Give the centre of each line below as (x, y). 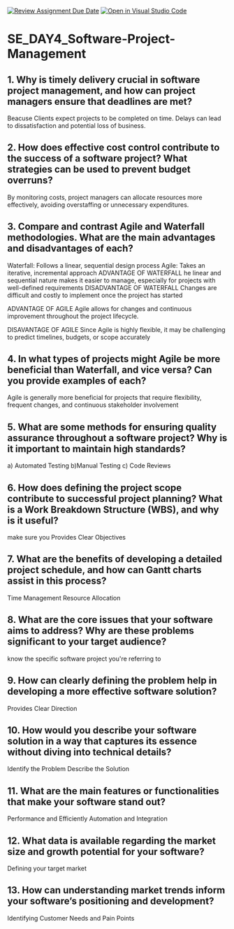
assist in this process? (57, 581)
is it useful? (33, 520)
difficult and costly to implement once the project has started (95, 295)
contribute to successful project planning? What (115, 499)
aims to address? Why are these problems (101, 631)
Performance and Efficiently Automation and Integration (87, 819)
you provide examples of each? (77, 381)
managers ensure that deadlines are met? (100, 101)
